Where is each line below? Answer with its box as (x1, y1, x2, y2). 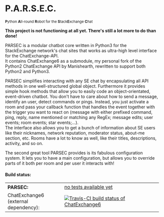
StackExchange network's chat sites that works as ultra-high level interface (5, 48, 157, 53)
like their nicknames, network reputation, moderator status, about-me (5, 130, 145, 136)
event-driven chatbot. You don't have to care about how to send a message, (5, 94, 158, 99)
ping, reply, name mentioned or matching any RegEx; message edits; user (5, 114, 153, 120)
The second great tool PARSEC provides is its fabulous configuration (5, 150, 143, 156)
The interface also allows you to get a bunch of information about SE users (5, 124, 155, 130)
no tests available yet (64, 184, 113, 191)
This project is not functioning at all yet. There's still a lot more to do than (5, 27, 156, 33)
